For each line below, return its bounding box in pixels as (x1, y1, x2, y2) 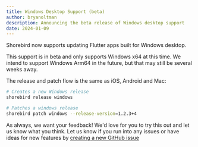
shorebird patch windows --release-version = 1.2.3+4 (6, 111, 137, 117)
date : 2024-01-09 (6, 25, 49, 32)
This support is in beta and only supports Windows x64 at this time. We (6, 53, 181, 60)
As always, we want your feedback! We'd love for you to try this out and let (6, 121, 190, 129)
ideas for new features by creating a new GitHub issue (6, 134, 140, 141)
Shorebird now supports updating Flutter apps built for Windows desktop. (6, 42, 187, 49)
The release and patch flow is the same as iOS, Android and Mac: (6, 77, 166, 85)
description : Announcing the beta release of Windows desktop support (6, 20, 185, 26)
